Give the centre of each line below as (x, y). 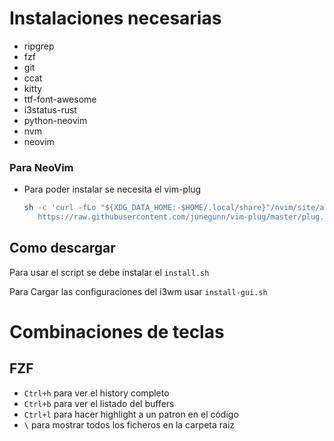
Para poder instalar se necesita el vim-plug (112, 189)
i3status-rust (50, 109)
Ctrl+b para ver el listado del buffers (99, 403)
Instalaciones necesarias (115, 18)
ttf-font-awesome (60, 99)
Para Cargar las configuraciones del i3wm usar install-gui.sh (138, 291)
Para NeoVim (41, 167)
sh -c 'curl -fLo (60, 208)
